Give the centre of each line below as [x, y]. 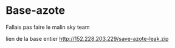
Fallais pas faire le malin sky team [48, 27]
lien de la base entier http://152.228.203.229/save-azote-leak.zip [87, 38]
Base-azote [35, 10]
